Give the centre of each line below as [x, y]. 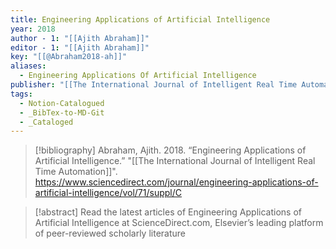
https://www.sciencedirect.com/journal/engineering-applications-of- [176, 182]
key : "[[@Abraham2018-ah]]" [69, 57]
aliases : [28, 66]
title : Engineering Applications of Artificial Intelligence [140, 19]
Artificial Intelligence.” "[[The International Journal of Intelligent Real [175, 161]
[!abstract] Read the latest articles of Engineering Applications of [168, 212]
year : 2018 [33, 29]
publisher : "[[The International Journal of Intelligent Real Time [154, 85]
